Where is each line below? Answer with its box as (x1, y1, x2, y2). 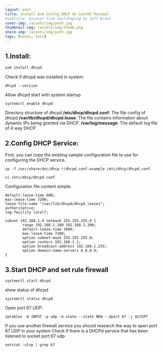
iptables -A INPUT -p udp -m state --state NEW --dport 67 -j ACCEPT (5, 314, 148, 319)
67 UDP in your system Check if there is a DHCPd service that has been (5, 328, 148, 334)
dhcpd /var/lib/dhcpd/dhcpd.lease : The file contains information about (5, 115, 148, 120)
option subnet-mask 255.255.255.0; (22, 235, 94, 240)
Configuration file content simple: (5, 184, 72, 189)
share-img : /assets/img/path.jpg (5, 30, 73, 34)
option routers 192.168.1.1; (22, 240, 81, 245)
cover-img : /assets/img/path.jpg (5, 20, 73, 26)
